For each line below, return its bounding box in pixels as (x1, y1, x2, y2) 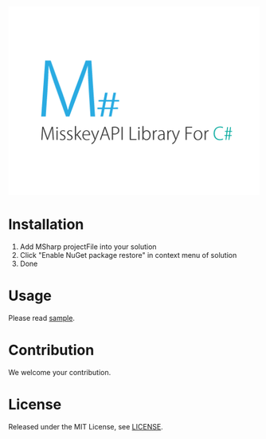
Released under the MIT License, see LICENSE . (8, 421, 163, 431)
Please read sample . (8, 313, 76, 322)
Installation (8, 216, 84, 234)
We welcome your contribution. (8, 367, 111, 377)
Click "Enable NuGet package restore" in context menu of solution (19, 250, 237, 259)
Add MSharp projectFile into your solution (19, 242, 157, 251)
